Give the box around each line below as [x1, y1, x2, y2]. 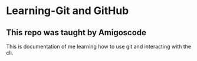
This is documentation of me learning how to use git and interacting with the [6, 43, 192, 50]
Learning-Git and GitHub [6, 4, 129, 18]
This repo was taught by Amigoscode [6, 28, 146, 38]
